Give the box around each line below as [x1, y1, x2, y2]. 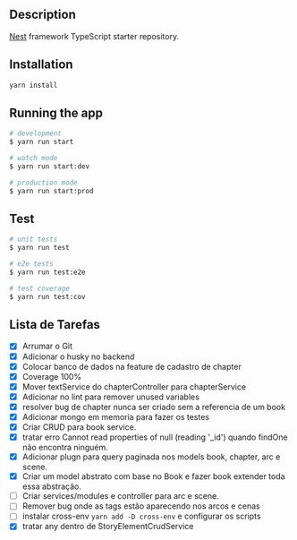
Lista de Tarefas [9, 317, 101, 332]
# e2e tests [9, 260, 54, 269]
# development [9, 129, 63, 138]
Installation [9, 57, 73, 73]
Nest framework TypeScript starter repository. [9, 30, 180, 41]
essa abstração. [21, 481, 82, 492]
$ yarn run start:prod [9, 186, 94, 195]
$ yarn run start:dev [9, 161, 90, 171]
